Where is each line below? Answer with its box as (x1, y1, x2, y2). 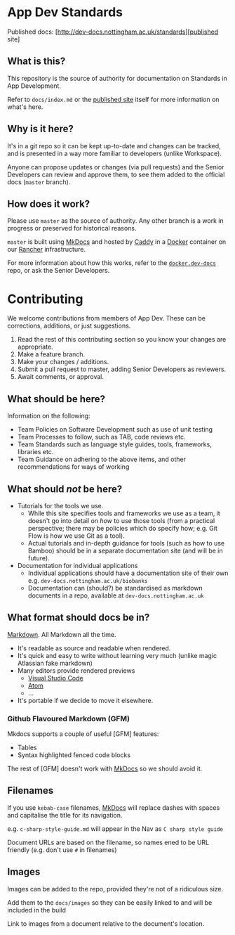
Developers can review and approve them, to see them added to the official (7, 170, 225, 179)
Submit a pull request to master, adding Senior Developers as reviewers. (17, 365, 227, 373)
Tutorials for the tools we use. (17, 501, 104, 510)
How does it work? (7, 198, 90, 209)
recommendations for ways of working (17, 463, 130, 471)
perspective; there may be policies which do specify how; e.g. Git (27, 524, 217, 532)
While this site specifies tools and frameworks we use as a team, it (27, 509, 221, 517)
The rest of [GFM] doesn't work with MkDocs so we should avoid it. (7, 764, 203, 773)
